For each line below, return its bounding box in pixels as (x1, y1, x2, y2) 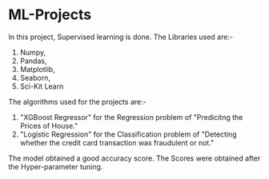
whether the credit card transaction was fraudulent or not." (19, 137, 215, 147)
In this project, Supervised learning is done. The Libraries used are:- (8, 32, 234, 42)
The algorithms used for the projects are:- (8, 97, 147, 106)
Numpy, (19, 47, 46, 57)
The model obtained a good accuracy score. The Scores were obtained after (8, 153, 261, 163)
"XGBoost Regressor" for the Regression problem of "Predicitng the (19, 112, 243, 121)
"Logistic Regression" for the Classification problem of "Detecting (19, 129, 238, 139)
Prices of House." (19, 121, 78, 130)
